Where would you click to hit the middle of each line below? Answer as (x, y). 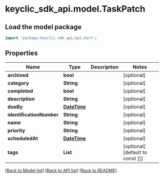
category (18, 83)
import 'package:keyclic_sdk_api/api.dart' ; (51, 38)
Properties (21, 53)
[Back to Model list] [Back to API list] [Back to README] (61, 170)
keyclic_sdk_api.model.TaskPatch (75, 9)
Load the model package (43, 27)
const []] (133, 158)
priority (16, 130)
